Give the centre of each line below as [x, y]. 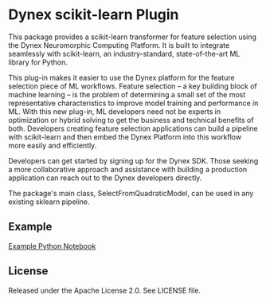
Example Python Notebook [52, 246]
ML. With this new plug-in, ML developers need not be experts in [115, 111]
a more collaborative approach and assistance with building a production [128, 169]
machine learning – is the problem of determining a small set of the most [127, 94]
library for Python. [38, 62]
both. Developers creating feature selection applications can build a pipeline [133, 128]
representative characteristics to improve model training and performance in [133, 103]
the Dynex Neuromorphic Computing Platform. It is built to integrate [119, 45]
